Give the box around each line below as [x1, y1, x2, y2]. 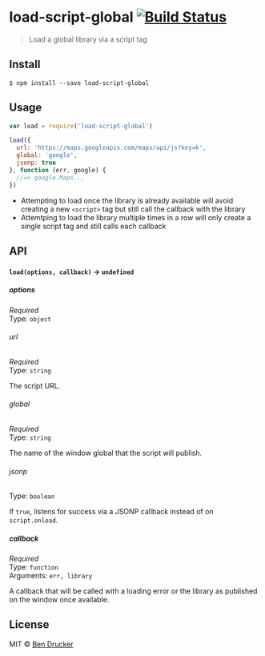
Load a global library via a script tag [28, 34, 147, 44]
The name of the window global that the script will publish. [9, 448, 203, 457]
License [9, 618, 50, 632]
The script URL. [9, 380, 61, 390]
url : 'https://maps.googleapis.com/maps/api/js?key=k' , [16, 144, 207, 152]
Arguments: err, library [9, 571, 93, 581]
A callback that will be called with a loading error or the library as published [9, 586, 258, 596]
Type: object [9, 313, 51, 324]
